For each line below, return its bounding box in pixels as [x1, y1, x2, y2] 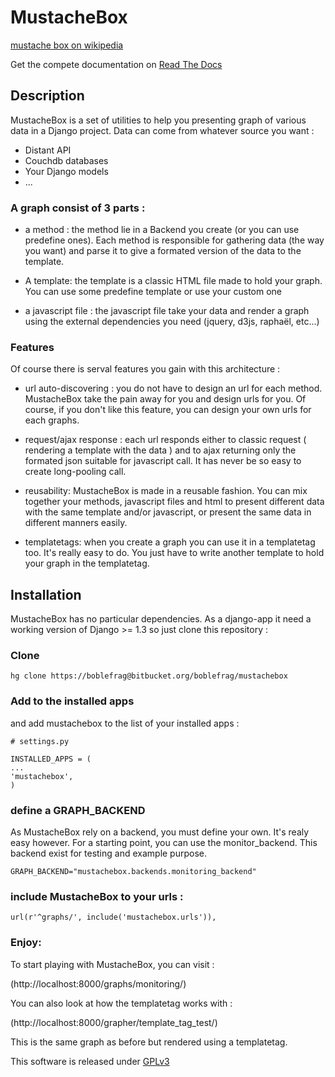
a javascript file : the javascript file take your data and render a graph [24, 305, 310, 317]
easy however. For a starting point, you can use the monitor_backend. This [10, 837, 318, 849]
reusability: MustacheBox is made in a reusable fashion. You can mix [24, 485, 308, 497]
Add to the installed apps [10, 694, 135, 708]
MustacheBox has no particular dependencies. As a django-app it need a [10, 613, 312, 625]
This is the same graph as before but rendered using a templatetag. [10, 1036, 288, 1048]
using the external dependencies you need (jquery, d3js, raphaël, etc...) [24, 316, 320, 328]
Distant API [24, 144, 72, 156]
